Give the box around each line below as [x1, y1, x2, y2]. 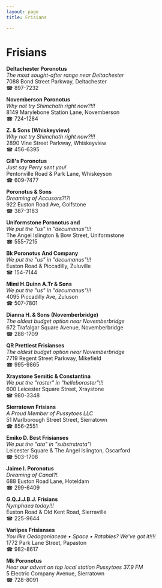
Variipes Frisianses [6, 526, 55, 534]
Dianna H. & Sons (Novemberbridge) [6, 311, 99, 319]
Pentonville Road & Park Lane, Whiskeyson [6, 170, 112, 178]
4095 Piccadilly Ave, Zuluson [6, 293, 78, 301]
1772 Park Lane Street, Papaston [6, 539, 87, 547]
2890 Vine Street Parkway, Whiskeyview [6, 139, 107, 147]
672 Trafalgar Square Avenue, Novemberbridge [6, 324, 124, 331]
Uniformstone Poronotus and [6, 219, 80, 226]
